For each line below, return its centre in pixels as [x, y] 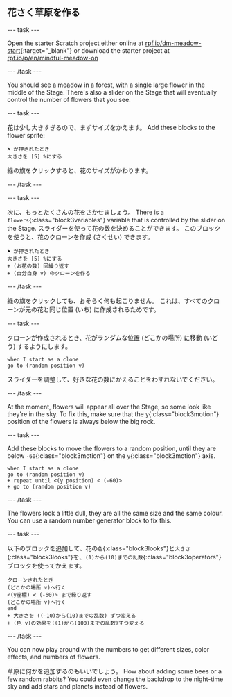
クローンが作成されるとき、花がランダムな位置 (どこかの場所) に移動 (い [110, 337]
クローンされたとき [30, 580]
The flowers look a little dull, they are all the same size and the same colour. [115, 513]
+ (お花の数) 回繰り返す [38, 266]
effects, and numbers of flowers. [54, 657]
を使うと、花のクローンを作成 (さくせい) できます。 [80, 237]
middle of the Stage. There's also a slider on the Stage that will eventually [112, 92]
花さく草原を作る [44, 13]
